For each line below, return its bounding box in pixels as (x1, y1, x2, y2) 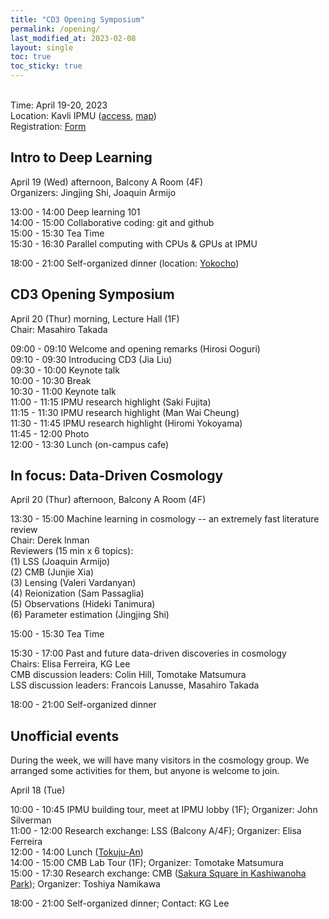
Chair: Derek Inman (10, 534, 90, 546)
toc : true (10, 52, 52, 62)
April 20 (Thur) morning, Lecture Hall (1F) (10, 312, 180, 325)
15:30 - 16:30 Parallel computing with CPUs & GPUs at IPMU (10, 237, 258, 250)
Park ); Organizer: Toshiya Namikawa (10, 878, 161, 890)
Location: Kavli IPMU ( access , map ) (10, 110, 157, 121)
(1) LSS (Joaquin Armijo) (10, 556, 111, 568)
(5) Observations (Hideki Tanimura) (10, 598, 156, 610)
